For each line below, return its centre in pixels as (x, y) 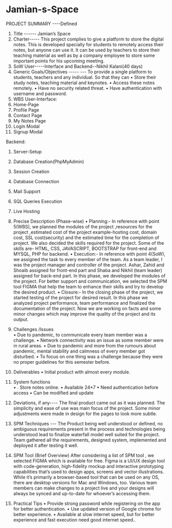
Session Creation (31, 171)
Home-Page (26, 104)
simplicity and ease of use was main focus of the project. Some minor (87, 408)
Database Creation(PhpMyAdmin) (49, 161)
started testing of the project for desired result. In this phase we (80, 297)
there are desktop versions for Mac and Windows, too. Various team (85, 482)
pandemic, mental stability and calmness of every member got (79, 351)
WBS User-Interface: (35, 99)
